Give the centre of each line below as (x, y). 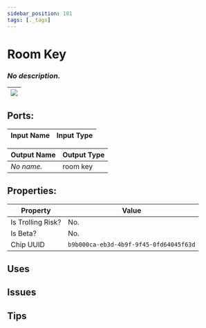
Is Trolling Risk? (36, 222)
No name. (27, 166)
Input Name (30, 135)
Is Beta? (24, 233)
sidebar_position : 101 (40, 13)
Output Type (83, 155)
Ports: (21, 116)
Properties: (32, 191)
